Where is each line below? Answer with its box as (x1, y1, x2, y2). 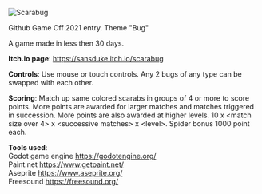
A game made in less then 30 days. (8, 38, 125, 48)
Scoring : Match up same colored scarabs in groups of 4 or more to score (8, 93, 250, 103)
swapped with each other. (8, 78, 94, 87)
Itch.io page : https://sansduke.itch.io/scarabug (8, 54, 164, 63)
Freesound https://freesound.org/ (8, 176, 119, 186)
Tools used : (8, 143, 48, 152)
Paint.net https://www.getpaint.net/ (8, 160, 125, 169)
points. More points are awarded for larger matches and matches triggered (8, 102, 254, 111)
